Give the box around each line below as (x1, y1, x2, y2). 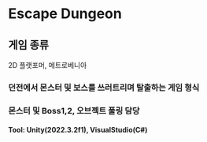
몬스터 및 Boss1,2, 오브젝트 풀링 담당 (8, 105, 140, 116)
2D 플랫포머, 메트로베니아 (8, 61, 87, 69)
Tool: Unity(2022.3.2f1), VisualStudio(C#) (8, 125, 148, 135)
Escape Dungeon (8, 5, 122, 23)
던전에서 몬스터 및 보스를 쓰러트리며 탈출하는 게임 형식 (8, 82, 200, 93)
